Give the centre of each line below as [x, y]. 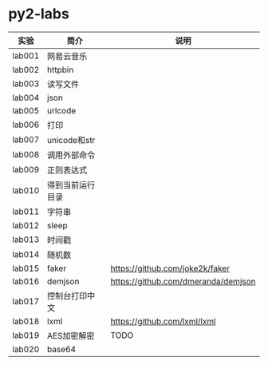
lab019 [26, 335]
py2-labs [39, 14]
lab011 [26, 211]
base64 [61, 349]
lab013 [26, 239]
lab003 [26, 83]
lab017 [26, 301]
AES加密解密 [71, 335]
